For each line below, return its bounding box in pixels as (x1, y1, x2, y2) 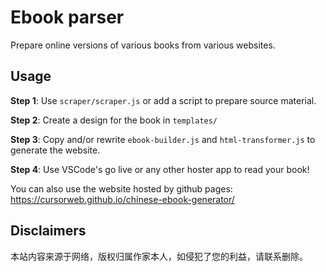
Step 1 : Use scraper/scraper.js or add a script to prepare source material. (10, 94, 317, 106)
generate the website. (10, 144, 101, 156)
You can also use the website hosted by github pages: (10, 182, 233, 195)
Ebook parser (10, 6, 125, 29)
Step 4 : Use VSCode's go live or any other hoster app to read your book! (10, 163, 310, 175)
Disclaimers (10, 222, 87, 240)
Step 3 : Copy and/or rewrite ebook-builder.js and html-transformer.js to (10, 133, 316, 145)
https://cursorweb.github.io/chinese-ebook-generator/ (10, 193, 235, 205)
